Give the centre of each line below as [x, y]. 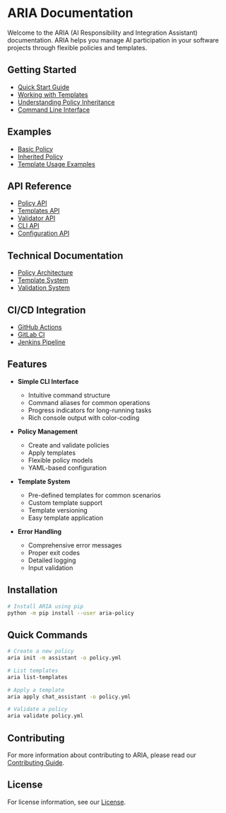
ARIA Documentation [70, 13]
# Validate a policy [38, 710]
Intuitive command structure [69, 395]
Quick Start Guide [43, 87]
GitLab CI [31, 335]
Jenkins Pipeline [41, 342]
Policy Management [47, 431]
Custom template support [65, 502]
